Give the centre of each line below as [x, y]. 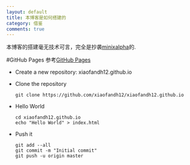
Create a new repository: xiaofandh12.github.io [73, 72]
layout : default [27, 12]
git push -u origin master [49, 156]
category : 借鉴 [25, 23]
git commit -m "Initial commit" [56, 151]
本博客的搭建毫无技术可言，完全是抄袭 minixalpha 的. [71, 47]
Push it [24, 134]
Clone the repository [41, 84]
